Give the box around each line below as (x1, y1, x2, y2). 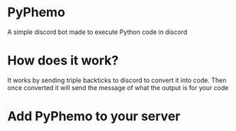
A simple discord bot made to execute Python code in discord (7, 28, 188, 36)
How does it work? (7, 52, 119, 69)
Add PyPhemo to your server (7, 108, 181, 125)
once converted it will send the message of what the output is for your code (7, 83, 229, 92)
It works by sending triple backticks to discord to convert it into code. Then (7, 76, 227, 84)
